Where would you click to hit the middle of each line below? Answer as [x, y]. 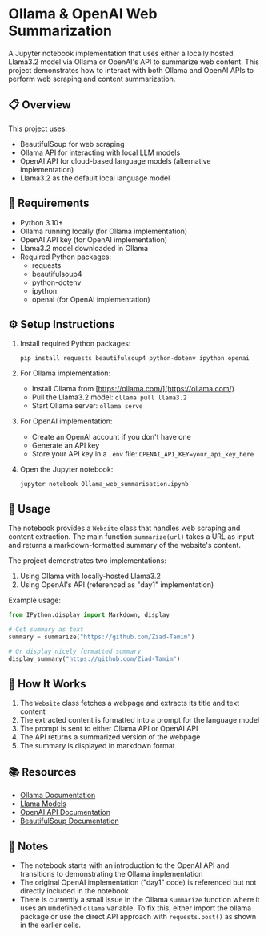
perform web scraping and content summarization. [92, 79]
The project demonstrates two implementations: [87, 561]
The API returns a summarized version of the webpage [110, 737]
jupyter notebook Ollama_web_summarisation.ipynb [104, 484]
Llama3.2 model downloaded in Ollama [84, 248]
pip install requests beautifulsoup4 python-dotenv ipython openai [134, 359]
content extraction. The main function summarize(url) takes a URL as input [131, 537]
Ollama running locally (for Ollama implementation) [104, 231]
